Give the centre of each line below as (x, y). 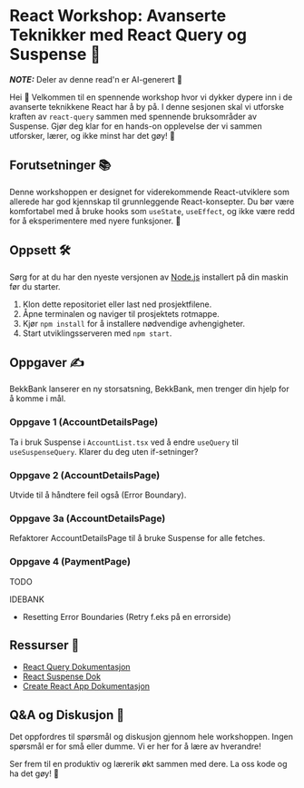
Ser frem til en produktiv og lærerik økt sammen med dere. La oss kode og (148, 764)
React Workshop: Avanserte (118, 16)
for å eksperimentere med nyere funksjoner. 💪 (95, 221)
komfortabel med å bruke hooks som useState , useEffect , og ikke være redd (152, 211)
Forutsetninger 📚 (60, 166)
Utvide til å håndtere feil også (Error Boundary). (98, 495)
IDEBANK (27, 599)
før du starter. (35, 286)
